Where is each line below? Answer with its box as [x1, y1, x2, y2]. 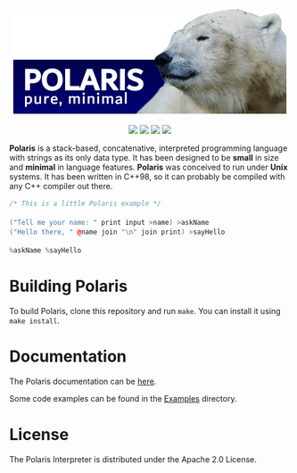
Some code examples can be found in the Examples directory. [9, 394, 237, 404]
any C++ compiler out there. [9, 181, 113, 191]
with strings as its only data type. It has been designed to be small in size [9, 153, 279, 162]
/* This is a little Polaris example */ [9, 199, 162, 208]
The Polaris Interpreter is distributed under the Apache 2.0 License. [9, 454, 257, 465]
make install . [9, 315, 60, 326]
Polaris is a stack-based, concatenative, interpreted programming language [9, 143, 288, 154]
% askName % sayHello [9, 246, 82, 255]
